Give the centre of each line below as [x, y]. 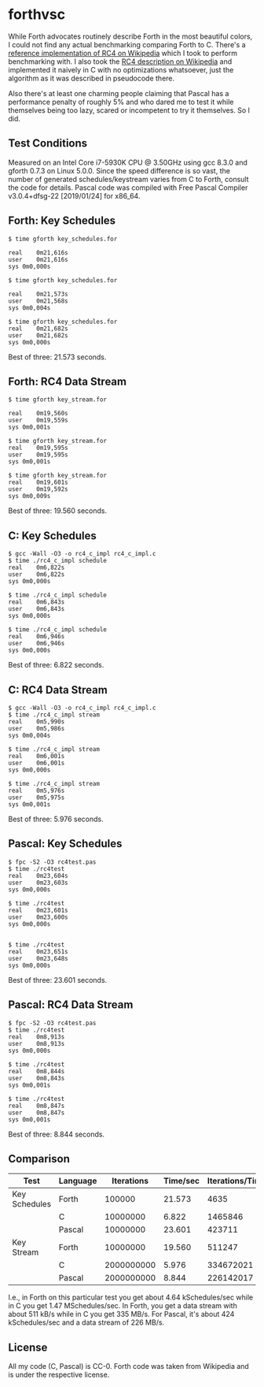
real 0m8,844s [37, 1071]
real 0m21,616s [38, 253]
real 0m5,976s [37, 790]
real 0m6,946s [37, 637]
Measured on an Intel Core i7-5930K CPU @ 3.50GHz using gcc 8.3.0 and [128, 162]
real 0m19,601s [38, 482]
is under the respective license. [59, 1375]
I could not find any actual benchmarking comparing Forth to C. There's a [127, 44]
